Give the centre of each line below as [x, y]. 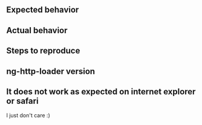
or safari [22, 101]
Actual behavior [37, 30]
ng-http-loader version [51, 71]
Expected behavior [43, 10]
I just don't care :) [28, 115]
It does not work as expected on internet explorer [101, 92]
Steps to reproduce [43, 51]
